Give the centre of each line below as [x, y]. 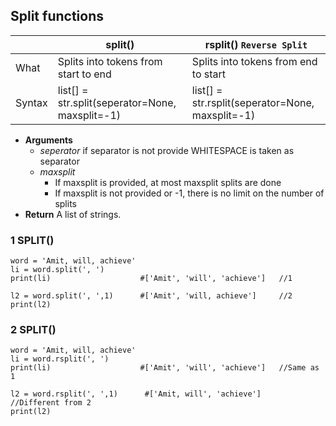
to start [209, 74]
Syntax [31, 102]
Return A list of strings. [73, 214]
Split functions [57, 16]
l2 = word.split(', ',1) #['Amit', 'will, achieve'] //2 [151, 296]
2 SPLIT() [33, 330]
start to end [84, 74]
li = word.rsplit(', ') [60, 359]
